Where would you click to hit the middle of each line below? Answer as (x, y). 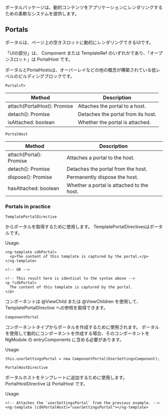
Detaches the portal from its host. (117, 114)
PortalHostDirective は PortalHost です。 (46, 384)
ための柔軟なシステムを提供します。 (42, 14)
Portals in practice (28, 206)
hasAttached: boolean (33, 188)
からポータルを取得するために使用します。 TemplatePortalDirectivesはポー (82, 227)
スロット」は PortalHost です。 (41, 59)
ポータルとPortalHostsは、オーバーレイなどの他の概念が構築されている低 (81, 70)
